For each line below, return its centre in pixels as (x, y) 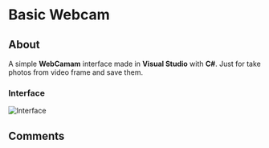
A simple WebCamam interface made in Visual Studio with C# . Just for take (134, 64)
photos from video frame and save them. (75, 72)
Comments (37, 136)
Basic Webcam (59, 15)
